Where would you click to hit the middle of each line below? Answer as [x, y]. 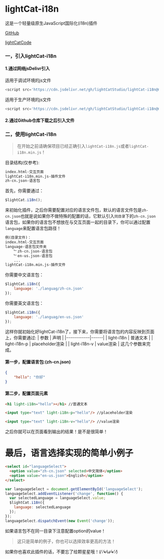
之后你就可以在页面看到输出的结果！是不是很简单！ [56, 432]
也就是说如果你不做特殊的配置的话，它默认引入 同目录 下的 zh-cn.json [88, 216]
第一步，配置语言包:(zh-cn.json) [38, 362]
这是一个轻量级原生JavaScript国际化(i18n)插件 [51, 23]
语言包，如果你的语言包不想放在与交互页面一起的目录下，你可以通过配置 [78, 222]
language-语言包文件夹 [26, 246]
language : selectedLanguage [42, 507]
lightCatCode [18, 42]
